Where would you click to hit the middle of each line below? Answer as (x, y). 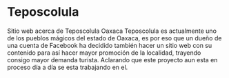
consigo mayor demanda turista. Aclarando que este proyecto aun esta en (112, 60)
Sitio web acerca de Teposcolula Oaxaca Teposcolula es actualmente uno (112, 31)
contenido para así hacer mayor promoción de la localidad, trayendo (104, 53)
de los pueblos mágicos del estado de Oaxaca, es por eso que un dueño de (114, 38)
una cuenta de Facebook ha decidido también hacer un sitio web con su (110, 45)
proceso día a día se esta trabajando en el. (68, 67)
